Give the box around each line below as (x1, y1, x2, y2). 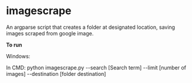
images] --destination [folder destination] (6, 70, 106, 77)
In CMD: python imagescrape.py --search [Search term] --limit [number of (6, 64, 187, 71)
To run (6, 41, 22, 48)
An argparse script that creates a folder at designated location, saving (6, 24, 175, 31)
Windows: (6, 52, 31, 59)
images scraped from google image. (6, 29, 94, 36)
